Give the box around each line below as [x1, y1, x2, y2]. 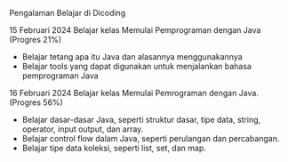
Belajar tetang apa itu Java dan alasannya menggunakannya [21, 52, 243, 61]
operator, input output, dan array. [21, 124, 144, 134]
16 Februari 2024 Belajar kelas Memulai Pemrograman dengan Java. [9, 88, 260, 98]
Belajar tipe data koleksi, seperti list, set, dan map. [21, 142, 206, 153]
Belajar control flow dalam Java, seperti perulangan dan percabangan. [21, 134, 280, 143]
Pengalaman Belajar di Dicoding [9, 8, 126, 18]
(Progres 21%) [9, 35, 62, 45]
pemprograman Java [21, 70, 100, 81]
